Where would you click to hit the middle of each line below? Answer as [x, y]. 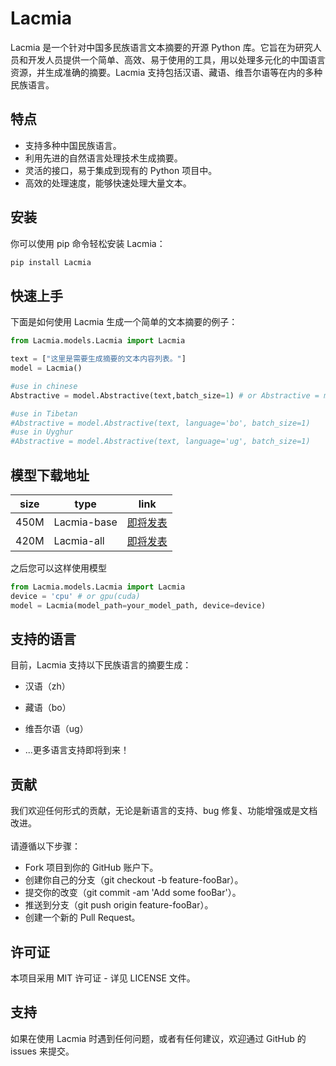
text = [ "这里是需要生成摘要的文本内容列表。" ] [98, 359]
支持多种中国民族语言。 [73, 145]
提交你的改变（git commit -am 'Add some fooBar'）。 [133, 893]
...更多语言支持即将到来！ [77, 750]
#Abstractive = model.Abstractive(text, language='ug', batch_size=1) [160, 442]
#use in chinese [44, 386]
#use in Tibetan [44, 413]
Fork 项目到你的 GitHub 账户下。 [91, 868]
